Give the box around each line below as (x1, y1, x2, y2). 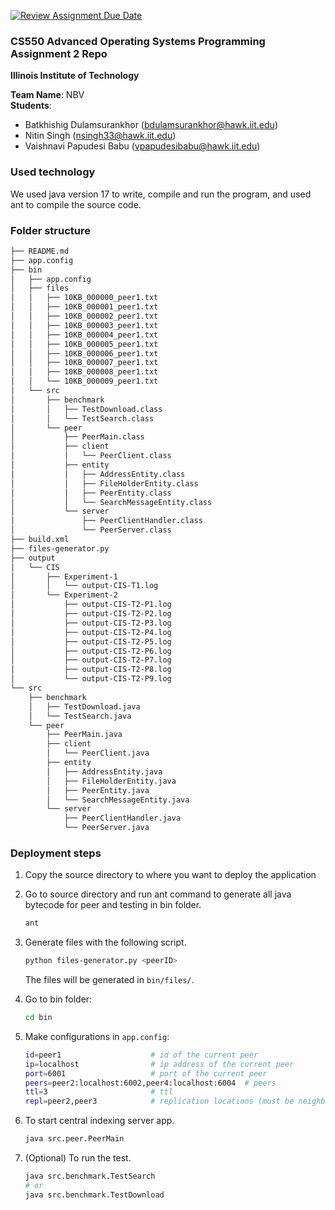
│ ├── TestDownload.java (28, 701, 141, 712)
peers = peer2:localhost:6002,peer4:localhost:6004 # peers (24, 1078, 277, 1088)
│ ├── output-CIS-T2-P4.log (10, 627, 172, 637)
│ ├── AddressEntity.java (46, 766, 163, 777)
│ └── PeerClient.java (46, 748, 150, 759)
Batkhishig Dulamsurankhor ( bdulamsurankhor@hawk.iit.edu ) (24, 119, 278, 131)
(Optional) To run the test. (24, 1152, 132, 1164)
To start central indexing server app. (24, 1115, 175, 1127)
